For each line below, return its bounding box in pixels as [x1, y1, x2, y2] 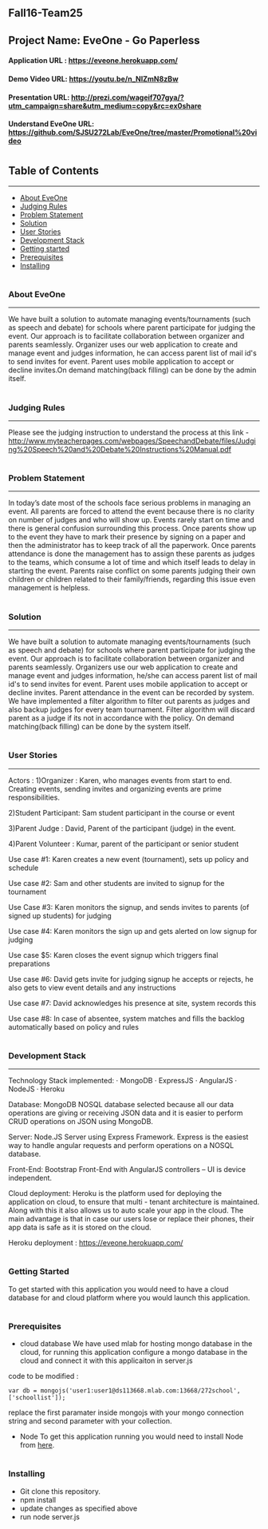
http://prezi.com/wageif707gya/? [70, 92, 185, 102]
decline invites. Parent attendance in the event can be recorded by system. [8, 688, 254, 697]
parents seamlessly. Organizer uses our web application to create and [8, 340, 238, 350]
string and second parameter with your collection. [8, 1416, 172, 1426]
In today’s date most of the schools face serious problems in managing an [8, 498, 251, 508]
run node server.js [19, 1511, 80, 1521]
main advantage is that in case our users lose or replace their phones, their [8, 1214, 255, 1224]
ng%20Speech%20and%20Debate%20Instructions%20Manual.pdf [8, 444, 231, 454]
